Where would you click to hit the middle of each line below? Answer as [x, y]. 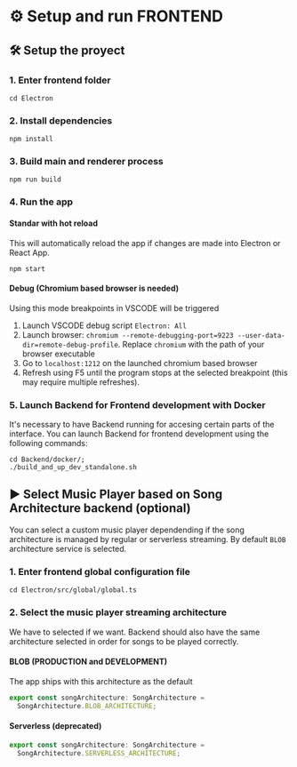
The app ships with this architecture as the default [101, 681]
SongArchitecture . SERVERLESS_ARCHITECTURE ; [99, 753]
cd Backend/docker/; [48, 459]
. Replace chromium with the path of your [191, 344]
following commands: [48, 443]
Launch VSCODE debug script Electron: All [104, 325]
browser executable [59, 354]
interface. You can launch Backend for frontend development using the [139, 434]
